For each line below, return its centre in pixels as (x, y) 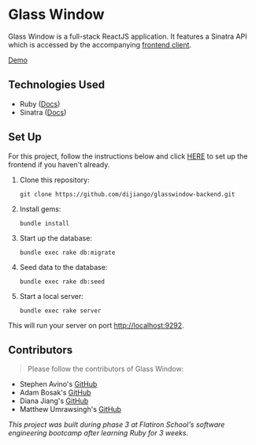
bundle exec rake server (60, 310)
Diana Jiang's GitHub (54, 401)
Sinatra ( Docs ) (43, 112)
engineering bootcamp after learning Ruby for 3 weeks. (98, 433)
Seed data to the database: (63, 267)
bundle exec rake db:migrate (67, 252)
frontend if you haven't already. (59, 164)
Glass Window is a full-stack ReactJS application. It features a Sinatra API (128, 36)
